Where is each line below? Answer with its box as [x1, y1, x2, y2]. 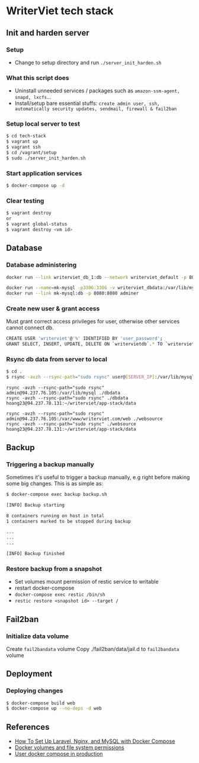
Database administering [6, 261, 77, 269]
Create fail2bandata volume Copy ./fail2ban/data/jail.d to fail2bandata [6, 645, 179, 652]
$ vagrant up [6, 139, 38, 145]
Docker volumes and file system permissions [14, 744, 124, 751]
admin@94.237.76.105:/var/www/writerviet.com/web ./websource [6, 416, 163, 422]
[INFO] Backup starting [6, 502, 65, 508]
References [6, 722, 50, 732]
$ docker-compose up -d [6, 182, 65, 189]
